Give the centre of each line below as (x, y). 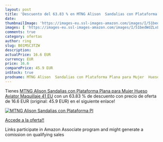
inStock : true (19, 73)
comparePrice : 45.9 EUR (29, 68)
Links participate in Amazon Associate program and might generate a (74, 129)
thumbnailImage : (21, 23)
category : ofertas (24, 37)
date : (10, 18)
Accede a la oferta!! (25, 120)
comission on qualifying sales (35, 134)
